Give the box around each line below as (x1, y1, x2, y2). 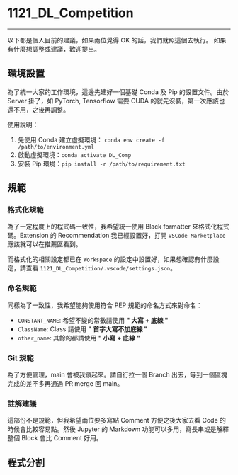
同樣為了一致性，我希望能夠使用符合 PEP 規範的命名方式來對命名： (7, 301, 203, 309)
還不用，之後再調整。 (7, 105, 69, 114)
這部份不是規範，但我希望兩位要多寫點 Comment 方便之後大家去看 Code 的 (7, 416, 227, 425)
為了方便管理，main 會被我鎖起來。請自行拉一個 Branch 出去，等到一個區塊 (7, 370, 228, 379)
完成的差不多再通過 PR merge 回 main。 (7, 379, 124, 388)
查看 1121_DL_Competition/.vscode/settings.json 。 (25, 264, 177, 273)
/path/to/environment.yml (17, 143, 94, 150)
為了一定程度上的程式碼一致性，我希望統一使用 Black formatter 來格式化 (7, 222, 217, 231)
